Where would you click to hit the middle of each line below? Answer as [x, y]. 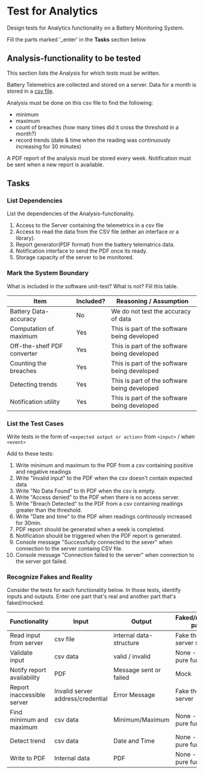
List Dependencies [35, 201]
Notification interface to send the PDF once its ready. [81, 251]
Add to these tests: [30, 454]
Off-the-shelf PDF [36, 346]
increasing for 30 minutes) [48, 146]
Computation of [32, 329]
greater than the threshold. [49, 510]
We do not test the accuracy [151, 311]
